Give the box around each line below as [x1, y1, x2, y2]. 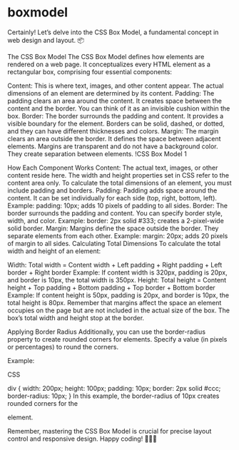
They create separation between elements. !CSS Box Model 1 [7, 149, 187, 158]
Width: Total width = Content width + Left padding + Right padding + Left [7, 260, 223, 269]
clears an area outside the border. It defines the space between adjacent [7, 134, 221, 143]
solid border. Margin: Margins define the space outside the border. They [7, 224, 219, 232]
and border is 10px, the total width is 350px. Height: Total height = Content [7, 275, 227, 284]
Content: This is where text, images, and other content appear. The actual [7, 81, 224, 90]
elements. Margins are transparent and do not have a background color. [7, 142, 219, 150]
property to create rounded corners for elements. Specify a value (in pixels [7, 334, 228, 343]
